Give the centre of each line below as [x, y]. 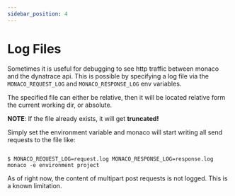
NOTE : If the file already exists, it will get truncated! [83, 118]
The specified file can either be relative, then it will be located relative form [116, 97]
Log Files [34, 48]
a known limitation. [35, 185]
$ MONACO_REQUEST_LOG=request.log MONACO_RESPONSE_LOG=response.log [110, 159]
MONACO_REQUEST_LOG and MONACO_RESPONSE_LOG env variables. [94, 83]
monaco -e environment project [53, 165]
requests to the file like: [41, 139]
